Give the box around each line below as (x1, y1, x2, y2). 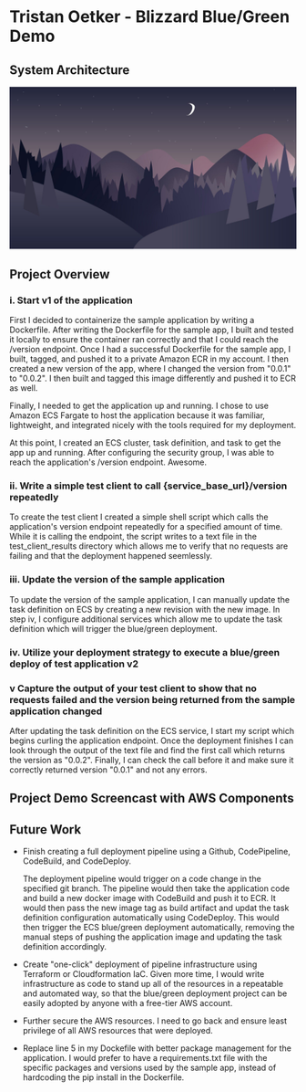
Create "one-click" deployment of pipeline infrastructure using (22, 959, 258, 970)
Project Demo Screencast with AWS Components (9, 791, 294, 806)
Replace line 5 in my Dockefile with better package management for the (22, 1043, 291, 1054)
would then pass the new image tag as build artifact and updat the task (22, 902, 290, 914)
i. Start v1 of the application (9, 294, 134, 307)
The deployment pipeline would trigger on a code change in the (22, 874, 261, 885)
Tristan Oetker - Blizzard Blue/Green (9, 6, 290, 27)
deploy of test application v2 (9, 657, 139, 670)
